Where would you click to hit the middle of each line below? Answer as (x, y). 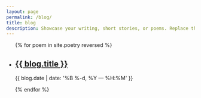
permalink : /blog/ (29, 17)
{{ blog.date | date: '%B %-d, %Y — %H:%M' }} (74, 78)
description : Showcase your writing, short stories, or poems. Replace (97, 28)
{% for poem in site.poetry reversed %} (63, 45)
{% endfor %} (32, 90)
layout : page (22, 12)
